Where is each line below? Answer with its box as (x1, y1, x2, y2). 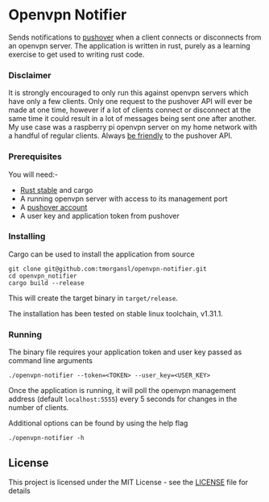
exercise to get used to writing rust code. (8, 49, 145, 59)
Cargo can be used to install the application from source (8, 249, 195, 259)
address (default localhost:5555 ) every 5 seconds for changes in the (8, 394, 238, 404)
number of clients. (8, 403, 69, 412)
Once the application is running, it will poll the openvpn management (8, 386, 236, 395)
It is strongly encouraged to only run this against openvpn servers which (8, 88, 249, 98)
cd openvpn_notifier (8, 272, 78, 280)
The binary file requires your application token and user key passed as (8, 347, 242, 357)
